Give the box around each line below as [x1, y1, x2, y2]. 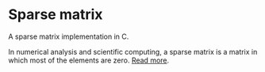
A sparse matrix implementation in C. [8, 32, 129, 41]
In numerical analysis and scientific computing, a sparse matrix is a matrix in [8, 47, 258, 56]
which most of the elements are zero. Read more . [8, 55, 170, 65]
